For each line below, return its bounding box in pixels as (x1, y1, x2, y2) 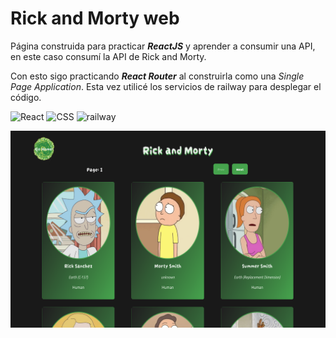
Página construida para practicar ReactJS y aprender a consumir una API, (10, 40, 316, 52)
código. (10, 91, 42, 103)
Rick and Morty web (10, 7, 180, 30)
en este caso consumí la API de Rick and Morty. (10, 50, 207, 62)
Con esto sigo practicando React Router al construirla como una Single (10, 70, 305, 82)
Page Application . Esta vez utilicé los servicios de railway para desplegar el (10, 80, 322, 92)
